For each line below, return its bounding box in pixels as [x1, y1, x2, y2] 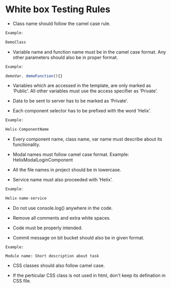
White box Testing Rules [5, 4, 111, 15]
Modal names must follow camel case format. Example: [12, 152, 129, 158]
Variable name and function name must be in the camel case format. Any [12, 49, 166, 55]
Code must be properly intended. [12, 225, 83, 231]
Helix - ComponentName [5, 127, 50, 132]
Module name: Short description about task [5, 253, 100, 258]
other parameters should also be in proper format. [12, 54, 118, 60]
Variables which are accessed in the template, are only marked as [12, 83, 152, 89]
